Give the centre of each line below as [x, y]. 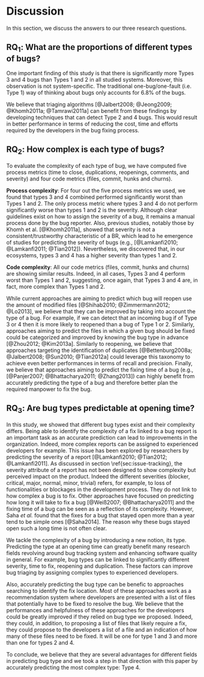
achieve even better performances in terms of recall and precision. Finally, [100, 363]
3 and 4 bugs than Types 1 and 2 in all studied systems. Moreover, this [94, 79]
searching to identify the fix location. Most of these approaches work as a [99, 590]
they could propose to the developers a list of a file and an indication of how [102, 629]
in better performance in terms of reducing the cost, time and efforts [92, 124]
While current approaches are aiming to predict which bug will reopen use [99, 298]
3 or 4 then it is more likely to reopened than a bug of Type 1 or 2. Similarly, [100, 324]
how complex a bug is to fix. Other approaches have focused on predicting [100, 496]
